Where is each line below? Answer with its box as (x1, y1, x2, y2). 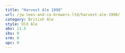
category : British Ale (5, 17, 54, 22)
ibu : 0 (5, 31, 19, 36)
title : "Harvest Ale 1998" (5, 7, 63, 13)
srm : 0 (5, 36, 19, 41)
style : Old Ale (5, 21, 38, 27)
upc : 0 (5, 40, 19, 45)
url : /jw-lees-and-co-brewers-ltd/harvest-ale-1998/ (5, 12, 120, 17)
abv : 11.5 (5, 26, 27, 31)
